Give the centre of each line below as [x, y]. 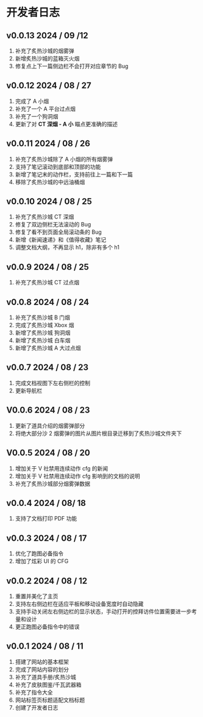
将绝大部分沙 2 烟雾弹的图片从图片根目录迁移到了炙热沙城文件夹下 [98, 433]
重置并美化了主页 [37, 596]
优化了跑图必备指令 [39, 553]
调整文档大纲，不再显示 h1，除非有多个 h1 [67, 247]
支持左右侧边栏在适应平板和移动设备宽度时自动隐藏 [79, 604]
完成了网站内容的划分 [42, 669]
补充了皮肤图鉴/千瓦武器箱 [48, 685]
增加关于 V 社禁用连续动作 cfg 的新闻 [62, 468]
